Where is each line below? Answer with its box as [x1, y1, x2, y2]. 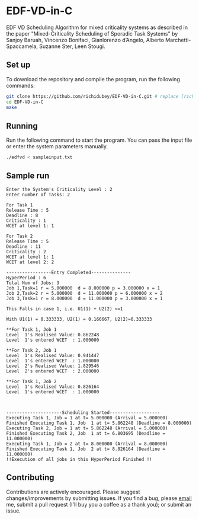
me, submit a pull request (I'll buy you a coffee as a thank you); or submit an [6, 501, 192, 508]
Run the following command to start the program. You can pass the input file [6, 136, 192, 144]
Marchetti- [165, 36, 191, 43]
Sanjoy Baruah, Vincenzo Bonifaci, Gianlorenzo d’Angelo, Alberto [6, 36, 165, 43]
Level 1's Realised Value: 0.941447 [6, 352, 99, 358]
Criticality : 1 [6, 218, 46, 224]
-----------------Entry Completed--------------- [6, 269, 131, 275]
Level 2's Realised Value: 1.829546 [6, 363, 99, 369]
